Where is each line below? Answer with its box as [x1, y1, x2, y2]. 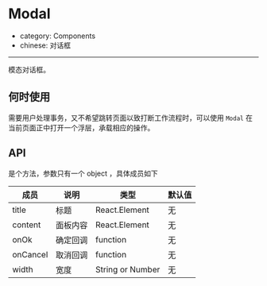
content [12, 219, 41, 230]
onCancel [12, 249, 48, 260]
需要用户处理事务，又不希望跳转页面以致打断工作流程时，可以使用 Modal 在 [8, 113, 253, 122]
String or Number [95, 264, 161, 275]
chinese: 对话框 [19, 41, 72, 50]
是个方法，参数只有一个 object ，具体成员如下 [8, 168, 158, 178]
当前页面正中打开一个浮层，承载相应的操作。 [8, 122, 155, 132]
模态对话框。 [8, 64, 50, 74]
